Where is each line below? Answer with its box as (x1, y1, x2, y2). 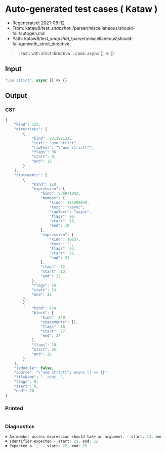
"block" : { (31, 310, 54, 316)
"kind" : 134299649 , (49, 200, 90, 206)
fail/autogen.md (12, 30, 45, 36)
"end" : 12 (31, 159, 52, 164)
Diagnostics (5, 423, 35, 430)
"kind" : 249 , (40, 315, 68, 320)
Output (5, 91, 27, 100)
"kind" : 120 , (31, 182, 58, 187)
